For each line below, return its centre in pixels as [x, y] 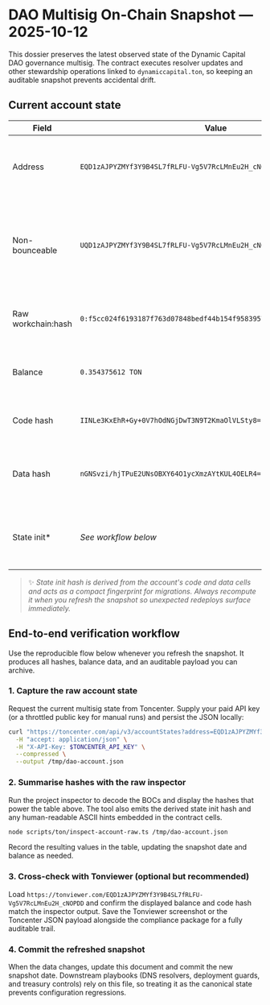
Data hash [31, 474]
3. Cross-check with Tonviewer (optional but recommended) [129, 877]
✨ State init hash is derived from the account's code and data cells [139, 582]
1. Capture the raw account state [73, 691]
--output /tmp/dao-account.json [70, 762]
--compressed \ [41, 755]
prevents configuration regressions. [67, 993]
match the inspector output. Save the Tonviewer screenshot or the [118, 911]
